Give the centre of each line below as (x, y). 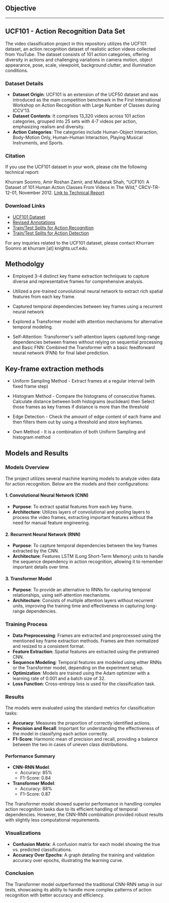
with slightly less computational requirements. (53, 820)
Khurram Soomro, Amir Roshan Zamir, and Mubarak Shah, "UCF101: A (77, 182)
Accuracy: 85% (36, 773)
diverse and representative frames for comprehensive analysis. (78, 281)
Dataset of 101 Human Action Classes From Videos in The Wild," (71, 187)
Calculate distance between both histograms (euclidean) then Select (83, 402)
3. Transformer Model (28, 579)
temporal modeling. (33, 327)
